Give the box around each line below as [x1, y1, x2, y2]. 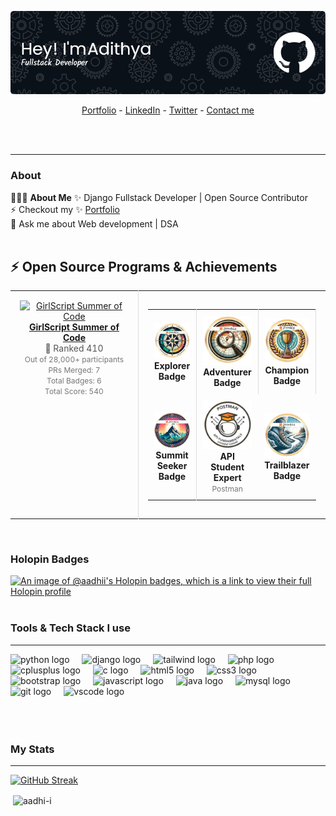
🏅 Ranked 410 [44, 342, 104, 355]
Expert [213, 472, 242, 484]
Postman [211, 484, 243, 495]
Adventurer [203, 366, 252, 378]
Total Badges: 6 [46, 376, 102, 386]
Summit [155, 449, 189, 461]
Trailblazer [264, 459, 310, 471]
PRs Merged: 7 [48, 365, 101, 376]
